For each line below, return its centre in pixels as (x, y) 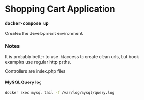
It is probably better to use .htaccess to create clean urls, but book (72, 56)
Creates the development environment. (44, 33)
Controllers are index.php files (35, 71)
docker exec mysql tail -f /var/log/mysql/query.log (60, 92)
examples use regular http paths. (38, 62)
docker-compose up (27, 24)
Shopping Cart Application (60, 9)
